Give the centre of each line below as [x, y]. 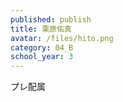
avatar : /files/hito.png [62, 38]
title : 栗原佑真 [41, 29]
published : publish [51, 19]
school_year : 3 [42, 57]
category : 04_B [42, 47]
